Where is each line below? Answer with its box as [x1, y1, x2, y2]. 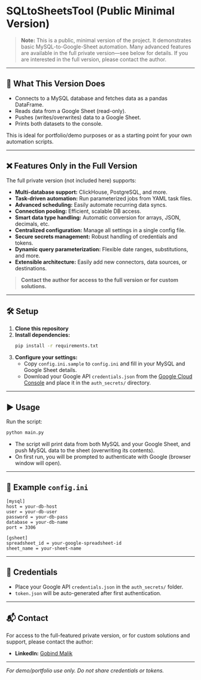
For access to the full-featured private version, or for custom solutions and [6, 632, 190, 639]
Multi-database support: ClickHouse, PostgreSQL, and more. [14, 188, 167, 196]
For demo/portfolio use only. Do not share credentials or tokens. [6, 667, 165, 674]
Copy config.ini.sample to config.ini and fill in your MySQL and [23, 360, 185, 367]
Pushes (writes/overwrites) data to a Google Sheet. [14, 114, 142, 121]
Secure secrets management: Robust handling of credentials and [14, 233, 178, 240]
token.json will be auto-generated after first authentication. [14, 589, 162, 596]
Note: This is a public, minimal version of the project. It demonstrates [20, 36, 191, 44]
